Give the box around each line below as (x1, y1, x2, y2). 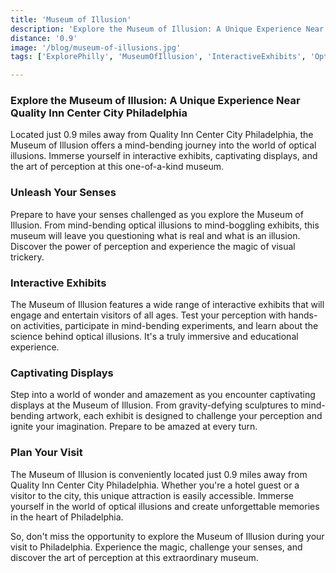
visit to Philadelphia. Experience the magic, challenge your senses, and (10, 541, 303, 553)
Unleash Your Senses (10, 186, 117, 200)
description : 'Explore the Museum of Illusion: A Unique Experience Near (10, 24, 325, 34)
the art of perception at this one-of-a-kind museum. (10, 161, 225, 173)
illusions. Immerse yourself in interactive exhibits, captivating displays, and (10, 150, 318, 162)
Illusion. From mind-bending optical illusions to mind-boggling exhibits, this (10, 219, 320, 231)
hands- (288, 309, 318, 321)
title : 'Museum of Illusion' (10, 14, 132, 25)
